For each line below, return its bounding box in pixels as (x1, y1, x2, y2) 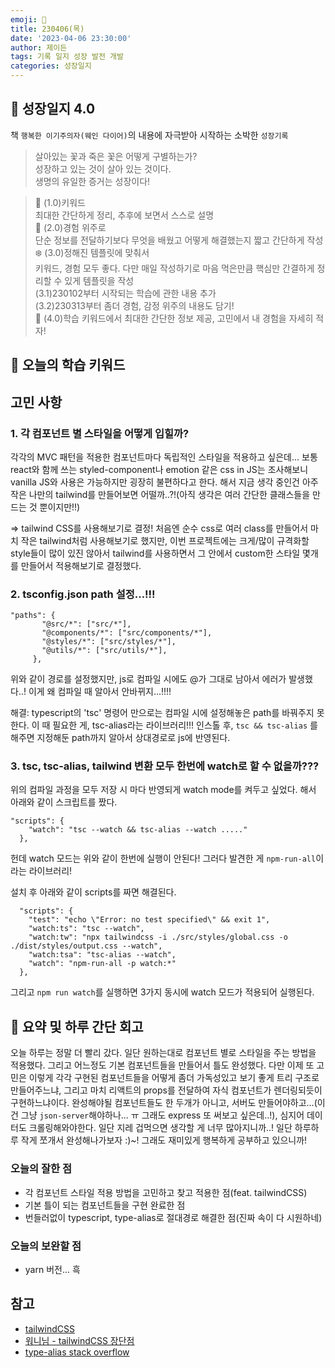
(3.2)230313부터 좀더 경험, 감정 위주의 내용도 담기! (34, 299, 235, 311)
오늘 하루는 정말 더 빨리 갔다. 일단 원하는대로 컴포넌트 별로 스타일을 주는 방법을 (10, 1047, 317, 1059)
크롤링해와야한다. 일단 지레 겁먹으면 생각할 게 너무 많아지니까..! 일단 (28, 1122, 293, 1134)
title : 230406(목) (10, 24, 85, 34)
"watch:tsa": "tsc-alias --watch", (28, 950, 177, 960)
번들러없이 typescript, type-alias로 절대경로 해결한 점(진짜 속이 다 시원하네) (24, 1211, 323, 1223)
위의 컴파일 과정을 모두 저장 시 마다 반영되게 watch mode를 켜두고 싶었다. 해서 (10, 784, 317, 796)
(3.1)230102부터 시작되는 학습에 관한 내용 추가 (34, 287, 217, 299)
